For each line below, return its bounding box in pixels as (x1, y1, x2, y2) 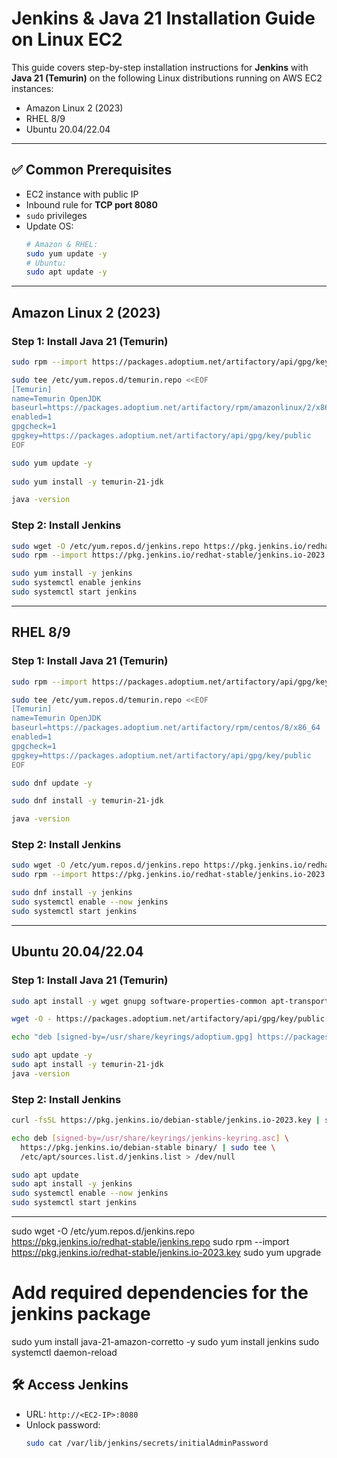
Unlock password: (25, 1418, 101, 1431)
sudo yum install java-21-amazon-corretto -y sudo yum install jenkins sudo (11, 1336, 320, 1348)
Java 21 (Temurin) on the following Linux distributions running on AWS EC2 (11, 72, 323, 84)
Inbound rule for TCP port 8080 (25, 198, 158, 211)
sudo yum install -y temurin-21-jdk (11, 477, 164, 487)
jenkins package (11, 1303, 151, 1326)
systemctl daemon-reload (11, 1347, 118, 1359)
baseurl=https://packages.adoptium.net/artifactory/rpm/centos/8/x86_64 (11, 723, 321, 733)
